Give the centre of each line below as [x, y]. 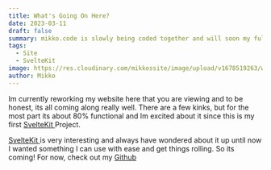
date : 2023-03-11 [38, 23]
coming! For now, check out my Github [73, 157]
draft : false [30, 31]
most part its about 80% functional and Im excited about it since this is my [131, 116]
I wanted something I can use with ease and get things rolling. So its [121, 148]
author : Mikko [32, 76]
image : [19, 68]
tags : [17, 46]
